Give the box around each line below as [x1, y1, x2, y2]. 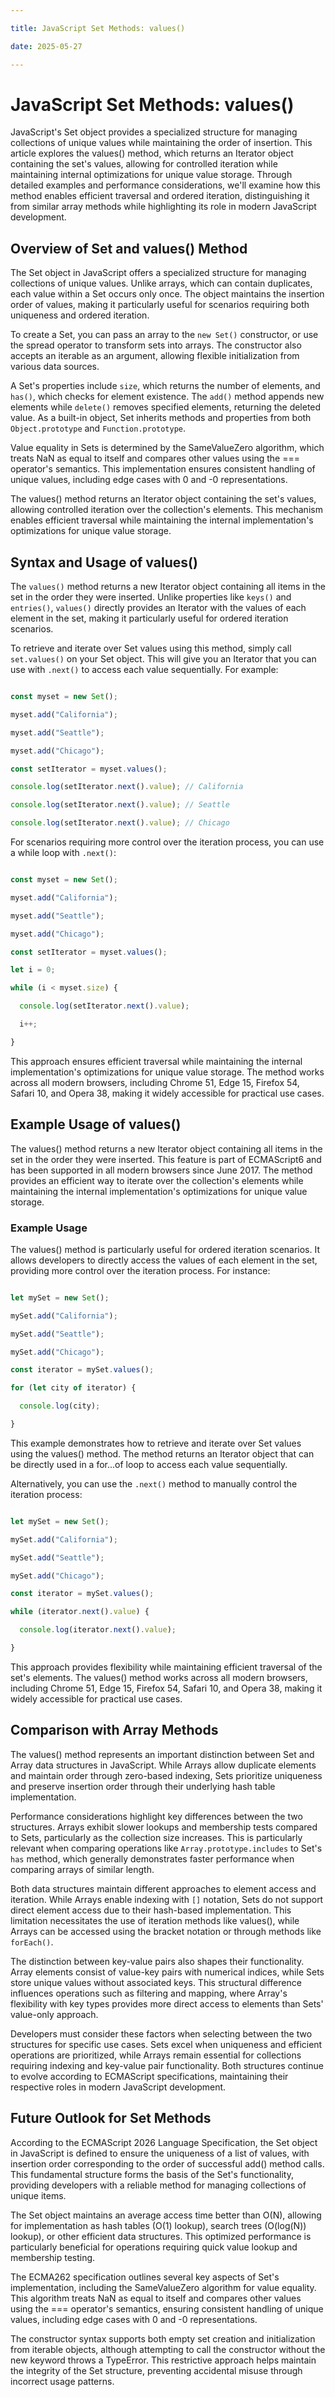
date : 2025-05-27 [10, 41, 83, 51]
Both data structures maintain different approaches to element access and [10, 1882, 317, 1895]
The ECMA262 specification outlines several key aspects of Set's [10, 2271, 280, 2283]
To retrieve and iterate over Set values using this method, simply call [10, 642, 292, 655]
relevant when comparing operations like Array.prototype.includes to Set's [10, 1842, 323, 1854]
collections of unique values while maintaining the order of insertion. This [10, 137, 313, 149]
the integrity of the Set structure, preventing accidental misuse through [10, 2364, 303, 2376]
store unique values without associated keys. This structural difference [10, 1976, 302, 1988]
